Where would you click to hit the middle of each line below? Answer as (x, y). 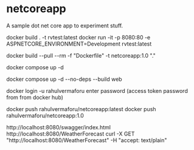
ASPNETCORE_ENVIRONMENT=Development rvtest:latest (79, 44)
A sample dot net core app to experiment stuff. (65, 26)
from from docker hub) (35, 97)
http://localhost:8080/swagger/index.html (59, 127)
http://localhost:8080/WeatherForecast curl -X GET (71, 134)
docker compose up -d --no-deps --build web (64, 79)
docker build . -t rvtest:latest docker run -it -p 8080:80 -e (78, 37)
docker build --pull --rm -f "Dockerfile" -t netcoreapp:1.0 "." (81, 55)
